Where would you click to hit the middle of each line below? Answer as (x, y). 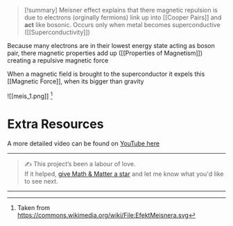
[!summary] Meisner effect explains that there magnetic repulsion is (121, 10)
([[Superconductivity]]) (57, 32)
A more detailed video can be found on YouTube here (84, 143)
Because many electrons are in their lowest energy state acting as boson (111, 46)
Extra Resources (55, 124)
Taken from (34, 207)
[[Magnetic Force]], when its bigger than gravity (76, 81)
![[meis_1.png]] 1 (30, 95)
